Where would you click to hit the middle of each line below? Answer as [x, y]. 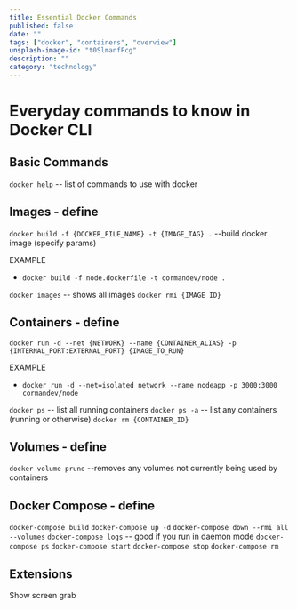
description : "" [39, 59]
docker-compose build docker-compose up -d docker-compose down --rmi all [149, 528]
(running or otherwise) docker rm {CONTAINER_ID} [99, 419]
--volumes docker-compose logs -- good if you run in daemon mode [132, 537]
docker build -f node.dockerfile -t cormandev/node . [124, 278]
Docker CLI [51, 130]
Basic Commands [59, 162]
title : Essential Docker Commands [73, 17]
